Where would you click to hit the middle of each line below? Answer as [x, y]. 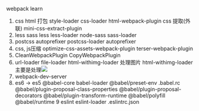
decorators [28, 95]
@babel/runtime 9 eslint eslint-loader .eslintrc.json [77, 102]
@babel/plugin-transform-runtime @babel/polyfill [104, 95]
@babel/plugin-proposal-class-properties [66, 89]
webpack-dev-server [41, 76]
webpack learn [25, 9]
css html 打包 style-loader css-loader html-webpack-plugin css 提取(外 [102, 21]
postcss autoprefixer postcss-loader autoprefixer [75, 41]
